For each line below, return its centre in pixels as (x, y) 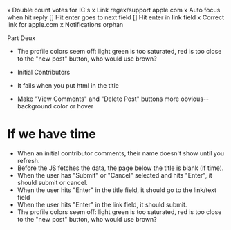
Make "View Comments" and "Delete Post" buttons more (98, 99)
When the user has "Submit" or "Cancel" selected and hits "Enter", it (114, 175)
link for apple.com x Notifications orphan (65, 25)
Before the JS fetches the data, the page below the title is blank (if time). (120, 168)
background (34, 106)
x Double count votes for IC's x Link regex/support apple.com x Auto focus (114, 10)
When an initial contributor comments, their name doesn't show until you (121, 153)
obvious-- (195, 99)
